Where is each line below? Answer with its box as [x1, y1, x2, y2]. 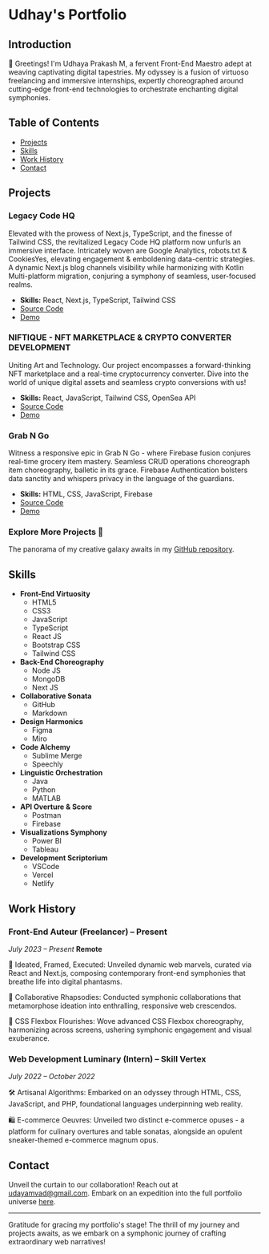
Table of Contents [8, 116, 100, 130]
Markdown [31, 708, 68, 718]
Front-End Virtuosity [19, 589, 90, 599]
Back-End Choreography [19, 657, 104, 667]
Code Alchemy [19, 742, 70, 752]
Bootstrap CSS [31, 640, 81, 650]
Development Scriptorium [19, 853, 108, 863]
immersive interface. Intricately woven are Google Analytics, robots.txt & [8, 245, 247, 255]
